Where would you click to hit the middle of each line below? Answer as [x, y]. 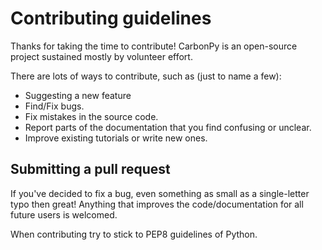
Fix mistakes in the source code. [91, 116]
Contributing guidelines [111, 18]
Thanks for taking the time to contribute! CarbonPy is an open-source [154, 46]
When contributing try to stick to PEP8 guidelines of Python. [134, 234]
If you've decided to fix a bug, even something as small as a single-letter [160, 193]
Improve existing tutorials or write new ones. [116, 138]
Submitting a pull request [90, 169]
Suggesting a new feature [78, 95]
